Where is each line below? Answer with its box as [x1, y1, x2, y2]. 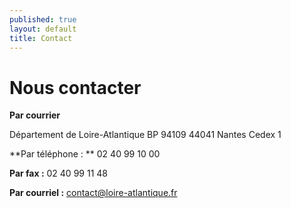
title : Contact [9, 33, 73, 43]
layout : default [9, 24, 77, 34]
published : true [9, 14, 77, 25]
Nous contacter [9, 76, 142, 99]
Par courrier [9, 109, 61, 121]
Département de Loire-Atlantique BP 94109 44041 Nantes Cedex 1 [9, 129, 282, 141]
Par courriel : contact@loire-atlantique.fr [9, 187, 178, 199]
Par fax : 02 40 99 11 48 [9, 167, 108, 180]
